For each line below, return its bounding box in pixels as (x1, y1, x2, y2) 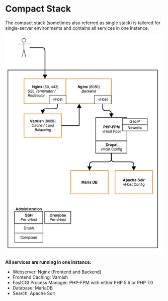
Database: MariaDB (12, 285, 53, 291)
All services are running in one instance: (5, 259, 92, 265)
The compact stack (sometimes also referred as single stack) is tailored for (5, 20, 161, 26)
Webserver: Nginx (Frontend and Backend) (12, 269, 102, 275)
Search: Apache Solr (12, 290, 55, 296)
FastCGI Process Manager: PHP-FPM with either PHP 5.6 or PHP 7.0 (12, 280, 153, 286)
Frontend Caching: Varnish (12, 274, 68, 280)
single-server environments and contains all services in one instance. (5, 25, 149, 31)
